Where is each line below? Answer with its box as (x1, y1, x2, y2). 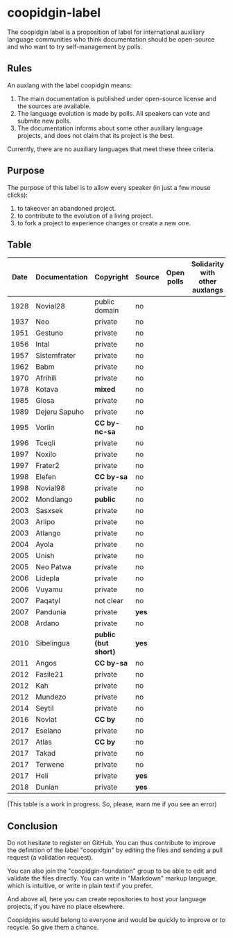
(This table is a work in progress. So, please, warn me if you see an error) (7, 800, 217, 808)
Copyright (94, 272, 129, 282)
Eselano (35, 726, 62, 736)
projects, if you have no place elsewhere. (7, 903, 125, 911)
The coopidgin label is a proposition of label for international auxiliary (7, 28, 205, 36)
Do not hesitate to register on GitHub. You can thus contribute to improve (7, 839, 216, 847)
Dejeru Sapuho (35, 407, 85, 417)
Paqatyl (35, 596, 60, 606)
